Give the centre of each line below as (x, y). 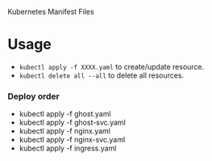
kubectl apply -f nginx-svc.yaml (72, 140)
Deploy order (33, 96)
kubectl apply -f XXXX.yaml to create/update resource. (112, 66)
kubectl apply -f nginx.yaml (64, 131)
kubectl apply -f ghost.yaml (65, 114)
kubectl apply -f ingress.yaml (68, 148)
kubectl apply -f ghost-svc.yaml (72, 123)
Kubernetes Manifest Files (51, 12)
